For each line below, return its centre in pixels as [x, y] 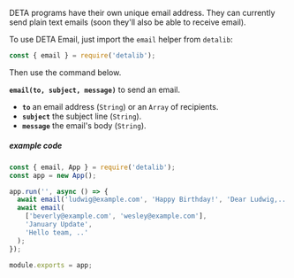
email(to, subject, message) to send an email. [95, 89]
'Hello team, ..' [57, 232]
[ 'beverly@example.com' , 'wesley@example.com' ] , [116, 216]
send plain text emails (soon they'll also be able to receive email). [128, 22]
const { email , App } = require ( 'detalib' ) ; [92, 167]
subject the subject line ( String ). [82, 116]
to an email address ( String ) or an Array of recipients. [120, 106]
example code [36, 146]
